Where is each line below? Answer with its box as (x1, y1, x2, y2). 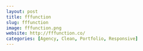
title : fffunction (6, 14, 51, 20)
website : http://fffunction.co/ (6, 30, 85, 36)
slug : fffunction (6, 19, 49, 25)
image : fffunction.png (6, 25, 62, 31)
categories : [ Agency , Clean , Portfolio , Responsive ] (6, 36, 138, 42)
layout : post (6, 8, 38, 15)
